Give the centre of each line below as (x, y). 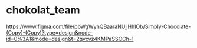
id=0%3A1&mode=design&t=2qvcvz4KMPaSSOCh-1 (70, 39)
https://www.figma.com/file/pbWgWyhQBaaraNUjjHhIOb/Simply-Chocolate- (98, 26)
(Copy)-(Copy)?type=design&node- (50, 32)
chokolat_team (43, 10)
